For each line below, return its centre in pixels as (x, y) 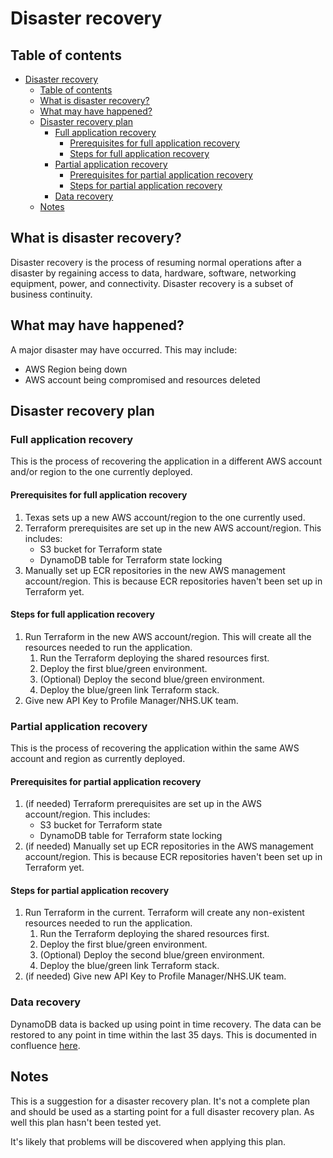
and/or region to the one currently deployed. (101, 472)
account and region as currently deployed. (98, 759)
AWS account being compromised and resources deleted (142, 379)
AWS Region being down (76, 369)
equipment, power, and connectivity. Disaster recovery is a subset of (152, 283)
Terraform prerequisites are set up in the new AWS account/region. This (173, 528)
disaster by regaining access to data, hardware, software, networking (153, 273)
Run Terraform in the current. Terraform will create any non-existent (164, 913)
